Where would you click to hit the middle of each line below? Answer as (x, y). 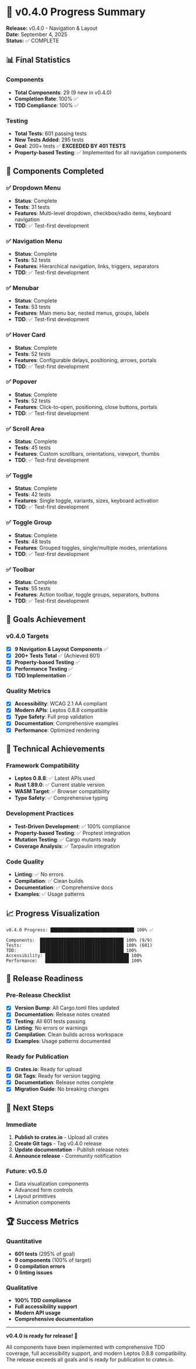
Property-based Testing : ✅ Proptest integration (72, 833)
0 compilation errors (40, 1266)
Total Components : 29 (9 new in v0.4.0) (63, 92)
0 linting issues (34, 1272)
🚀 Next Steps (30, 1108)
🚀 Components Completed (55, 171)
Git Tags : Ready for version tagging (57, 1076)
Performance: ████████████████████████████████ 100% (74, 961)
